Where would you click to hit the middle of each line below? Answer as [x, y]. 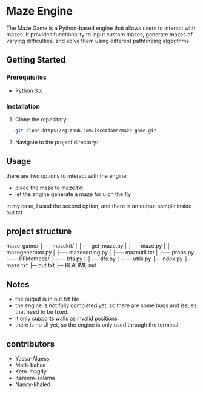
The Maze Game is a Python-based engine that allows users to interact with [101, 28]
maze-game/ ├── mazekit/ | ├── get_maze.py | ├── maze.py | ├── [92, 246]
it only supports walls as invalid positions [66, 318]
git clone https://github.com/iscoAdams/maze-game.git [86, 131]
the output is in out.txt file [47, 299]
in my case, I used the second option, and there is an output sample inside [99, 206]
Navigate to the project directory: [56, 142]
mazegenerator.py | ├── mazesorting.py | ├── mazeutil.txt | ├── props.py [100, 253]
